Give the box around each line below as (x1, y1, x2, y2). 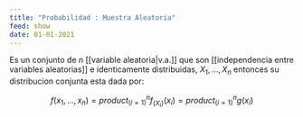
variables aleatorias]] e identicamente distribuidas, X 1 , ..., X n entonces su (9, 64, 279, 77)
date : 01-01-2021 (9, 30, 75, 39)
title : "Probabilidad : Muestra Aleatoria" (9, 13, 176, 22)
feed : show (9, 22, 51, 31)
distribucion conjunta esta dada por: (9, 76, 145, 86)
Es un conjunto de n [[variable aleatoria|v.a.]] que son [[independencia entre (9, 55, 295, 66)
